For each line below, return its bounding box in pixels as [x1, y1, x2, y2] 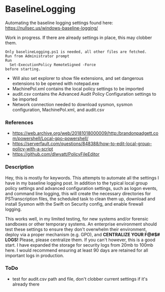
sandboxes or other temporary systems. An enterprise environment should [5, 221, 157, 227]
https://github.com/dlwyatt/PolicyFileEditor [12, 151, 100, 157]
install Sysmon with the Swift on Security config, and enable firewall [5, 201, 143, 207]
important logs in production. [5, 253, 64, 258]
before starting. [5, 67, 41, 72]
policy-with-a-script [12, 146, 53, 152]
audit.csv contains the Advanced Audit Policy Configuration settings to [12, 91, 157, 97]
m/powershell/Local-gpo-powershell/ [12, 136, 89, 142]
